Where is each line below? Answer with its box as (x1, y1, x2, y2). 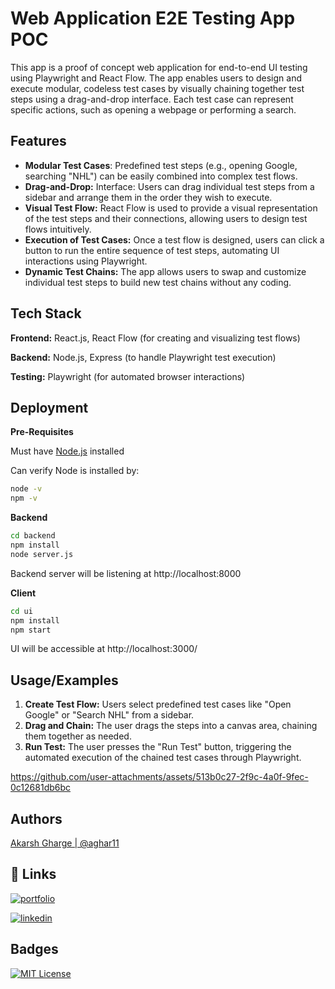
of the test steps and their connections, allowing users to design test (24, 212, 308, 224)
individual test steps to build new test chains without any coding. (24, 276, 292, 288)
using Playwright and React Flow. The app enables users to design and (10, 72, 302, 84)
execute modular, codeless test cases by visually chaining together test (10, 82, 305, 94)
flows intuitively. (24, 223, 92, 235)
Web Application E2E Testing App (10, 7, 296, 30)
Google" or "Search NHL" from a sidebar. (24, 709, 195, 721)
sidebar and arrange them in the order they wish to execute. (24, 191, 273, 203)
